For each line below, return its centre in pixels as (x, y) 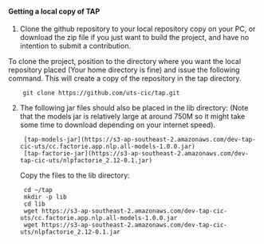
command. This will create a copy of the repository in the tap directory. (125, 78)
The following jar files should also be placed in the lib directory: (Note (134, 108)
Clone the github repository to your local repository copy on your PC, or (138, 29)
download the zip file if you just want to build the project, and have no (134, 38)
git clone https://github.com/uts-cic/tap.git (101, 93)
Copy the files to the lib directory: (75, 175)
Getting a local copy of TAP (54, 11)
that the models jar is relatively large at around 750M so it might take (132, 117)
